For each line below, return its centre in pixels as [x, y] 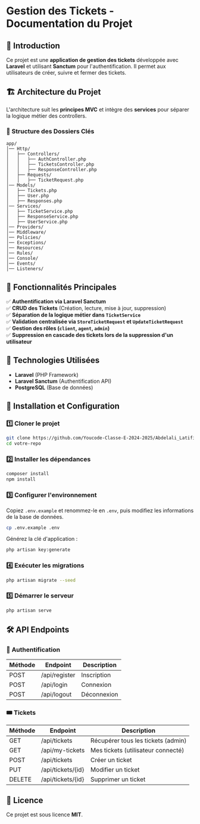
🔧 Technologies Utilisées [53, 360]
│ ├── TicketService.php [40, 212]
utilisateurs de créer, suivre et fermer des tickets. [66, 72]
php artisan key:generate [38, 550]
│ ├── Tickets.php [32, 191]
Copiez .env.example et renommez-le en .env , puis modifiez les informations [100, 510]
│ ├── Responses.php [34, 201]
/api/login [54, 685]
